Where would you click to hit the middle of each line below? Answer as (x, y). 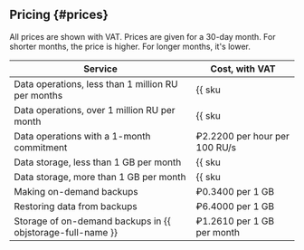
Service (100, 69)
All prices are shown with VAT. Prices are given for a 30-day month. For (142, 36)
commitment (41, 147)
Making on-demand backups (76, 191)
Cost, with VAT (243, 69)
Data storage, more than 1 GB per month (100, 177)
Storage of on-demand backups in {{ (93, 221)
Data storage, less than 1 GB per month (98, 162)
